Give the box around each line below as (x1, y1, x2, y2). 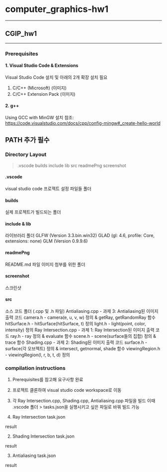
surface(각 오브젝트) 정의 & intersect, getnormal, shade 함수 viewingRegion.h (5, 345, 161, 351)
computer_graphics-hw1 (5, 3, 108, 15)
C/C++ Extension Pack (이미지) (12, 91, 76, 97)
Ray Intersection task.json (12, 414, 66, 420)
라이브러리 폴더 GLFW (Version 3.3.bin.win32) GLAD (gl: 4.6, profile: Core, (5, 233, 155, 238)
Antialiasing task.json (12, 453, 56, 459)
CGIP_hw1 (5, 29, 37, 38)
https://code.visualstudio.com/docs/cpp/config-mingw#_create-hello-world (5, 120, 161, 126)
